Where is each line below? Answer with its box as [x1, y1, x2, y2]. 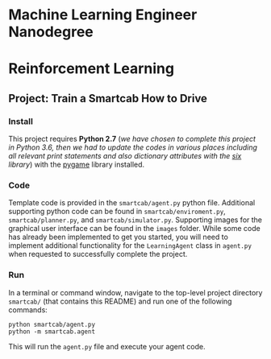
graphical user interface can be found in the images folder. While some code [8, 224, 261, 233]
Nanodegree [8, 23, 94, 41]
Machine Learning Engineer [8, 6, 198, 24]
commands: [8, 304, 48, 315]
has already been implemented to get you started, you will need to [8, 232, 228, 242]
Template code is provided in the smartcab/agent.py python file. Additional [8, 198, 256, 208]
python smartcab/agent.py [8, 320, 95, 328]
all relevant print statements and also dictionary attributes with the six [8, 151, 242, 161]
